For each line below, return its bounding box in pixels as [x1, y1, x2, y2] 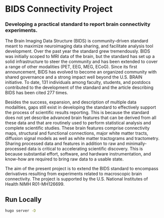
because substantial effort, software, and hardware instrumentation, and [5, 151, 151, 157]
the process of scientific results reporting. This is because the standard [5, 110, 149, 116]
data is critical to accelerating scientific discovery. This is [27, 146, 143, 152]
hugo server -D [5, 208, 36, 213]
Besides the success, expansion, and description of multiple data [5, 99, 137, 105]
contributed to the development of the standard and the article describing [5, 84, 154, 91]
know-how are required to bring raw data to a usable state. [5, 156, 124, 162]
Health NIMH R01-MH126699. [5, 181, 65, 187]
